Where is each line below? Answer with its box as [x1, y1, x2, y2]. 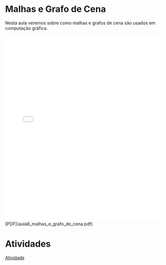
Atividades [5, 238, 51, 250]
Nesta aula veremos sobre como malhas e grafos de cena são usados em [5, 20, 156, 26]
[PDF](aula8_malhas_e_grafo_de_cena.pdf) [5, 221, 93, 227]
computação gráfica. [5, 25, 48, 31]
